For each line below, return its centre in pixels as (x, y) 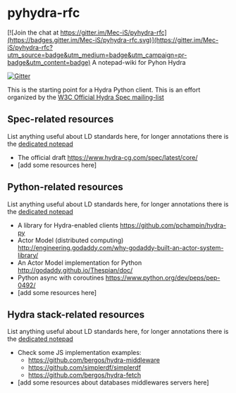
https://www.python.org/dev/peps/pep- (163, 277)
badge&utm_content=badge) (49, 62)
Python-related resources (65, 187)
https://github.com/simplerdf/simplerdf (85, 368)
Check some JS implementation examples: (79, 353)
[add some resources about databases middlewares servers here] (113, 382)
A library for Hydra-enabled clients (68, 225)
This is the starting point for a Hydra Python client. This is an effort (104, 89)
